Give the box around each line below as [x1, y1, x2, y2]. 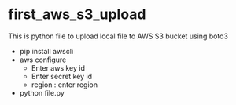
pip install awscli [19, 46, 74, 56]
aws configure [19, 55, 67, 64]
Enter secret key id [31, 71, 93, 81]
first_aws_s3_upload [8, 5, 146, 24]
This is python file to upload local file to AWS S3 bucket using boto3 [8, 31, 228, 41]
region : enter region [31, 80, 98, 89]
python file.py [19, 88, 65, 97]
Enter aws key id [31, 63, 85, 72]
